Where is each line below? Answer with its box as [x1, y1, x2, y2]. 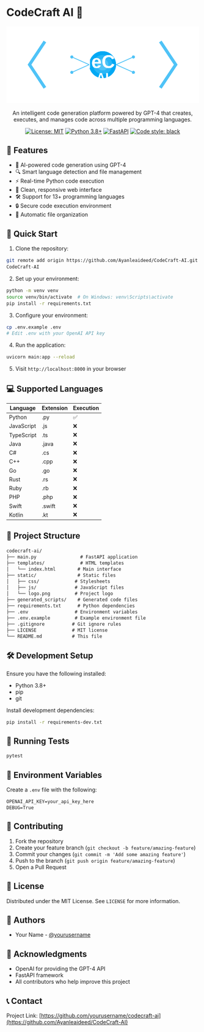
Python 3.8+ [15, 681, 47, 689]
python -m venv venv [6, 287, 59, 294]
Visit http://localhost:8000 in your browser [15, 365, 126, 372]
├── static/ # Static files [6, 572, 116, 578]
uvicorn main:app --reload [6, 354, 75, 360]
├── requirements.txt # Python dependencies [6, 603, 136, 609]
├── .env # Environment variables [6, 609, 138, 615]
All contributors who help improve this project [15, 978, 130, 986]
